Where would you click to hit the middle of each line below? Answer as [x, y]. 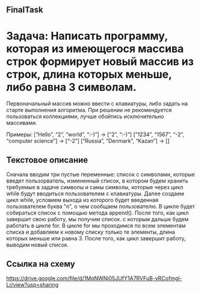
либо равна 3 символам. [71, 87]
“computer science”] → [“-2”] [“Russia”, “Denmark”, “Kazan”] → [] [88, 141]
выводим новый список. [38, 245]
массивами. [22, 123]
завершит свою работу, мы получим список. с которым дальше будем [97, 219]
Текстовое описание [47, 160]
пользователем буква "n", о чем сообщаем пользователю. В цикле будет [101, 207]
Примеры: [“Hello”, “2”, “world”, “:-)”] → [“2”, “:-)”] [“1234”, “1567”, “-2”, [95, 134]
